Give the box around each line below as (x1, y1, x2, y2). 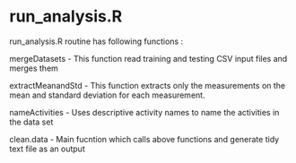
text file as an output (9, 143, 85, 154)
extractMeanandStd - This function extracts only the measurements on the (9, 80, 286, 90)
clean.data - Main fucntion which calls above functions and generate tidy (9, 133, 280, 144)
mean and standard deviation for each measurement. (9, 90, 205, 100)
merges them (9, 63, 58, 73)
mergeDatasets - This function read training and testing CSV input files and (9, 53, 288, 64)
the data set (9, 116, 54, 127)
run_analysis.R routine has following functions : (9, 36, 184, 47)
